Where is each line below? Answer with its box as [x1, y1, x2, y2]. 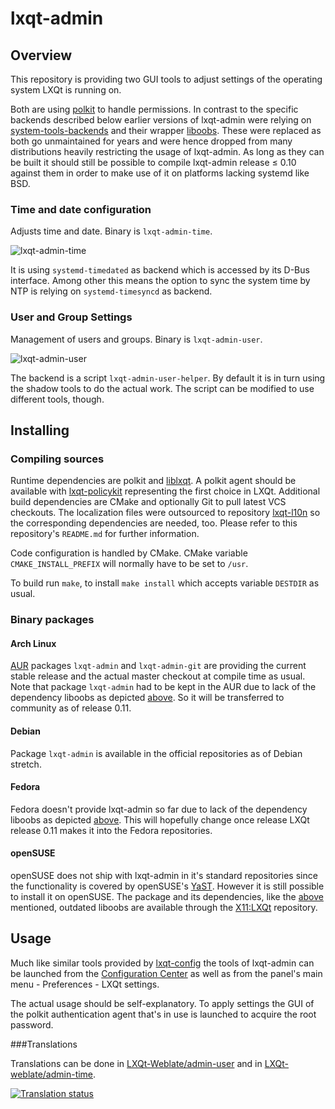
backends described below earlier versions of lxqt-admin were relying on [10, 114, 312, 126]
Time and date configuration [10, 202, 152, 216]
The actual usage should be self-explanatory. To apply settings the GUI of [10, 997, 315, 1009]
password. [10, 1018, 54, 1031]
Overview [10, 47, 73, 64]
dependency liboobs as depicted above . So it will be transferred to [10, 692, 285, 704]
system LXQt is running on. [10, 84, 122, 96]
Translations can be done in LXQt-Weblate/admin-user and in [10, 1057, 263, 1069]
